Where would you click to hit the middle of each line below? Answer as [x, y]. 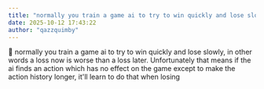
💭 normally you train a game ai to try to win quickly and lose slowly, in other [130, 52]
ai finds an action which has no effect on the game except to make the [122, 69]
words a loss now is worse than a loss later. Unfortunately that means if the [130, 60]
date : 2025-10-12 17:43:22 [52, 23]
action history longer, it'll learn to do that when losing [94, 77]
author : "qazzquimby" [44, 30]
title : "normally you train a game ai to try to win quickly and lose [126, 15]
